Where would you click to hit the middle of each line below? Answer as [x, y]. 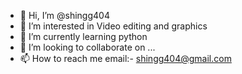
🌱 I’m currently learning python [83, 36]
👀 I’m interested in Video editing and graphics [113, 26]
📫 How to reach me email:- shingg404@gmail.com [125, 58]
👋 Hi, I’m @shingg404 [64, 15]
